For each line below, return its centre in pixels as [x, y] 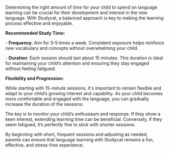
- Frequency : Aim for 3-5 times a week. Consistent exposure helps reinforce [85, 43]
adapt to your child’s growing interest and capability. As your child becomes [84, 93]
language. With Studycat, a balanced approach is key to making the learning [84, 18]
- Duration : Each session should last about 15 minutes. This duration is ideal [84, 58]
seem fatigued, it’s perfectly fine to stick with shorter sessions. [70, 125]
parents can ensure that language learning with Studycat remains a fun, [80, 140]
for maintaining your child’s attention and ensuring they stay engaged [77, 63]
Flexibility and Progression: [35, 78]
